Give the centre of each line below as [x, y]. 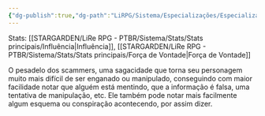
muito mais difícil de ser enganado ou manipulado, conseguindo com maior [131, 78]
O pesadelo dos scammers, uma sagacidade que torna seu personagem [125, 70]
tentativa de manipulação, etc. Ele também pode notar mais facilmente [123, 95]
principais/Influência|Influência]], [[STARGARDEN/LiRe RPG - [107, 46]
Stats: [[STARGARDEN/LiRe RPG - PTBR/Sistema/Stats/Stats [106, 38]
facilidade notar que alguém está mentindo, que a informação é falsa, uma [129, 87]
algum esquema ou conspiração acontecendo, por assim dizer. [110, 103]
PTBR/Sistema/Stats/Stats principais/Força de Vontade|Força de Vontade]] [129, 54]
